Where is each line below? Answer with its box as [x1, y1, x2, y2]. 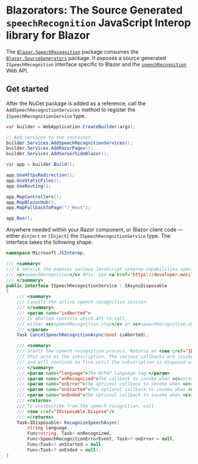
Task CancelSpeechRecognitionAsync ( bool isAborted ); [16, 332, 149, 338]
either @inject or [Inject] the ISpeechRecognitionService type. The [6, 233, 171, 240]
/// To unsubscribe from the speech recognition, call [16, 403, 154, 409]
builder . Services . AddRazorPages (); [6, 145, 94, 151]
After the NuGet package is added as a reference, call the [6, 100, 146, 107]
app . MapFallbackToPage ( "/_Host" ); [6, 205, 91, 211]
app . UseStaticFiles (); [6, 178, 62, 184]
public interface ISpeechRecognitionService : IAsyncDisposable [6, 283, 167, 289]
